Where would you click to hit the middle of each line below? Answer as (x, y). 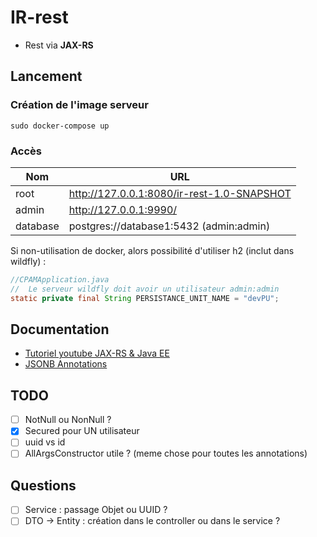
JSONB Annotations (66, 364)
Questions (43, 485)
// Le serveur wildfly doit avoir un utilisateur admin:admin (145, 289)
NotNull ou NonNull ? (68, 420)
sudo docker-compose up (60, 126)
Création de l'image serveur (79, 105)
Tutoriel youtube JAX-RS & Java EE (97, 353)
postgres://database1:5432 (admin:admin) (169, 226)
